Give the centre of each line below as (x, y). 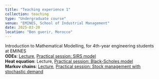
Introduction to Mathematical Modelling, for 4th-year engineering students (79, 46)
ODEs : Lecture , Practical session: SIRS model (51, 56)
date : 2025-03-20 (23, 28)
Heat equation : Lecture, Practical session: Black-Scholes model (69, 61)
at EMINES (16, 51)
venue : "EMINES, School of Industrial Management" (57, 23)
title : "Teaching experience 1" (38, 9)
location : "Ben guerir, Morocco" (39, 32)
